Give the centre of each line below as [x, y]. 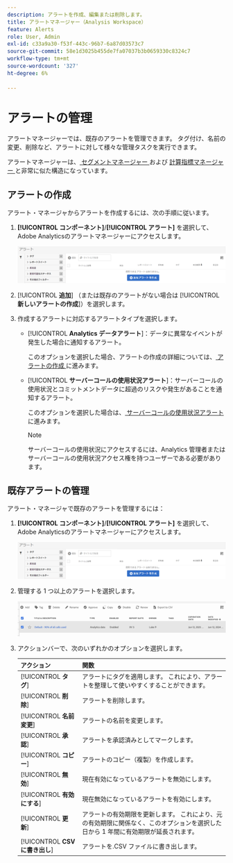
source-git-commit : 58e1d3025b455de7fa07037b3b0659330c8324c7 [99, 51]
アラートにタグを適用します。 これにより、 [143, 677]
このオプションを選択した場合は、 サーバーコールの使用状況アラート [126, 412]
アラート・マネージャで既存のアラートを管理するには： [86, 509]
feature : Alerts [31, 29]
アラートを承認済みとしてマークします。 [140, 739]
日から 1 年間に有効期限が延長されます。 [140, 831]
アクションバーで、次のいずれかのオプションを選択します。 [102, 648]
